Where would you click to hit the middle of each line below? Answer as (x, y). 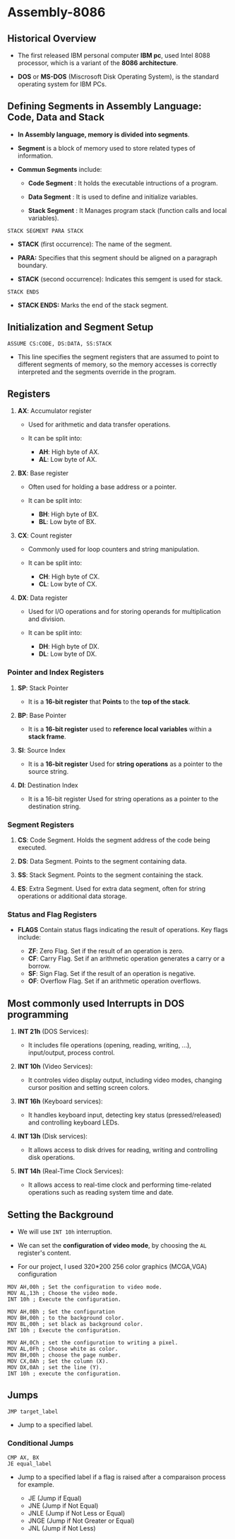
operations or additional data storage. (72, 896)
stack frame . (47, 736)
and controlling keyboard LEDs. (74, 1122)
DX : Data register (43, 598)
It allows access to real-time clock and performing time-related (120, 1185)
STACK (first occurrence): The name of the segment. (95, 244)
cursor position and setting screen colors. (89, 1088)
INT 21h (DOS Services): (53, 1032)
